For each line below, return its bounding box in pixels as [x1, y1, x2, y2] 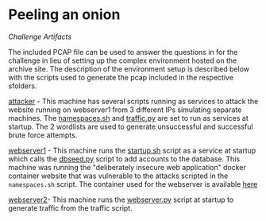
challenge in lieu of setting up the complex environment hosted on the [8, 56, 237, 65]
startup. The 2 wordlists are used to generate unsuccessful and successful [8, 122, 253, 131]
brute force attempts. [8, 130, 78, 140]
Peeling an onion [8, 6, 121, 24]
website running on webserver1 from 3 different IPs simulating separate [8, 105, 242, 114]
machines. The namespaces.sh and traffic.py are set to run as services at [8, 113, 249, 122]
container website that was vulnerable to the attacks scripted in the [8, 171, 229, 180]
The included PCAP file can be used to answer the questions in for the [8, 47, 238, 56]
